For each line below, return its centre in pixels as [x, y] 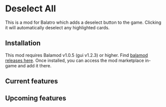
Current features [32, 81]
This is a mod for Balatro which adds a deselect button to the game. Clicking [83, 22]
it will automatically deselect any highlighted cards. [57, 27]
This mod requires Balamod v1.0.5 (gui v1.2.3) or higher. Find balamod [77, 55]
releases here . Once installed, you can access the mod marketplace [75, 60]
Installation [23, 43]
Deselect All [31, 9]
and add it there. [35, 65]
